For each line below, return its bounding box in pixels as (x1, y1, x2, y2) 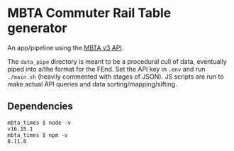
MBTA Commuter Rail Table (7, 5, 172, 21)
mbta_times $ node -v (7, 119, 72, 126)
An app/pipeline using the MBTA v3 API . (7, 43, 124, 52)
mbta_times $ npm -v (7, 131, 69, 139)
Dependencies (7, 101, 73, 113)
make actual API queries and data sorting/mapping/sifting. (7, 79, 177, 88)
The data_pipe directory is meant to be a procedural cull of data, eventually (7, 57, 227, 65)
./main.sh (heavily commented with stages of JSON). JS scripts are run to (7, 72, 225, 81)
